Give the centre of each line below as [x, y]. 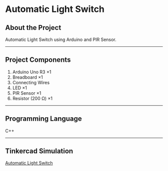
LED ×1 [20, 88]
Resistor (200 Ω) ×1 [32, 98]
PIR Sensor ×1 [27, 93]
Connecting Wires [31, 82]
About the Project [33, 28]
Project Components [38, 60]
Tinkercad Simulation [39, 151]
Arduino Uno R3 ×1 [32, 72]
